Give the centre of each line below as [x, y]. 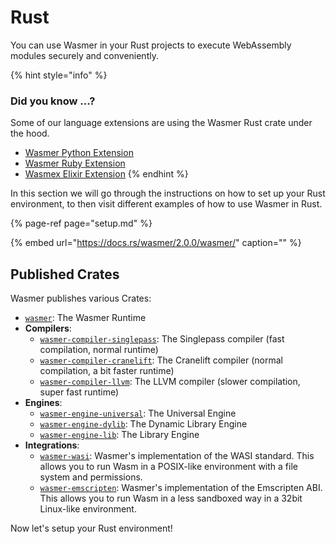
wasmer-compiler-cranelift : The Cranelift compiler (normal [161, 360]
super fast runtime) [79, 392]
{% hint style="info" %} [59, 75]
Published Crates [65, 274]
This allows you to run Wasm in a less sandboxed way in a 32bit [171, 498]
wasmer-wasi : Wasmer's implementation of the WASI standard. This [177, 456]
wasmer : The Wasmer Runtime [85, 318]
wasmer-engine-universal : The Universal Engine [138, 413]
